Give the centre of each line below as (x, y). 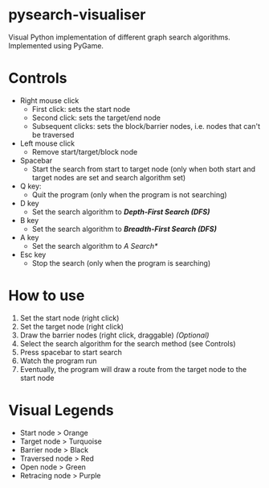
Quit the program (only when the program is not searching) (129, 194)
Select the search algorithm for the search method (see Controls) (128, 343)
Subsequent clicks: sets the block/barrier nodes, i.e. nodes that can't (146, 126)
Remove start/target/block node (85, 151)
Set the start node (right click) (69, 318)
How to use (47, 296)
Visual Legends (61, 410)
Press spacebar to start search (71, 352)
